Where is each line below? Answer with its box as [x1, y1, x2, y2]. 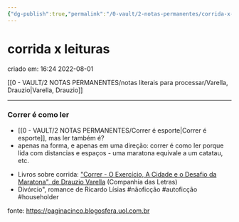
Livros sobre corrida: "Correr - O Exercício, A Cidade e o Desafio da [17, 170, 217, 178]
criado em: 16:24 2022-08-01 [7, 65, 94, 73]
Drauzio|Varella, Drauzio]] [7, 86, 83, 94]
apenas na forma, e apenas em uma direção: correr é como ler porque [17, 141, 224, 150]
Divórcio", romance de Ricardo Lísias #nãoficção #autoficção [17, 185, 198, 194]
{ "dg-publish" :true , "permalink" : [7, 10, 107, 18]
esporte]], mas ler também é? [17, 133, 105, 142]
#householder [17, 192, 59, 201]
